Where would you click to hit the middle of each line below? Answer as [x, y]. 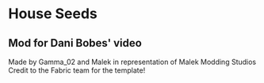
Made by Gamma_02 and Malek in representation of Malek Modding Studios [132, 62]
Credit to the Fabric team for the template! [77, 70]
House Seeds [53, 14]
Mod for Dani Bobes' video [75, 43]
